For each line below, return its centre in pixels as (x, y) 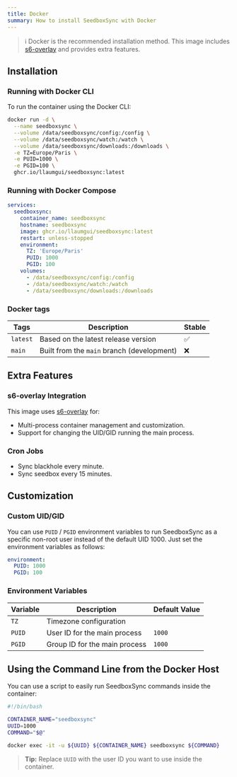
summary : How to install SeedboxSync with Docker (82, 21)
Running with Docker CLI (51, 91)
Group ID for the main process (97, 644)
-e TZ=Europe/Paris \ (46, 153)
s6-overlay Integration (47, 396)
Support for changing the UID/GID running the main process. (106, 432)
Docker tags (29, 309)
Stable (195, 327)
